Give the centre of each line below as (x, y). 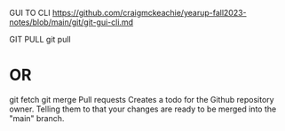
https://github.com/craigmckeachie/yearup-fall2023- (149, 13)
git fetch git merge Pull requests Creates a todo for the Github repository (142, 99)
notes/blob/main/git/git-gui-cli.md (71, 22)
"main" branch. (37, 118)
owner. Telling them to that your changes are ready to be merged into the (143, 109)
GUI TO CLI (30, 13)
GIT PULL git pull (40, 39)
